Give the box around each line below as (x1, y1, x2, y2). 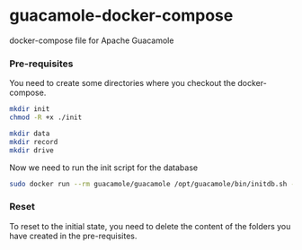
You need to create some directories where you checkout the (9, 78, 236, 89)
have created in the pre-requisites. (9, 230, 138, 241)
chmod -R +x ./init (9, 113, 83, 122)
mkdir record (9, 137, 58, 146)
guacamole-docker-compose (9, 5, 234, 26)
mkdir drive (9, 145, 54, 155)
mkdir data (9, 129, 50, 138)
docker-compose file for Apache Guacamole (9, 35, 174, 46)
